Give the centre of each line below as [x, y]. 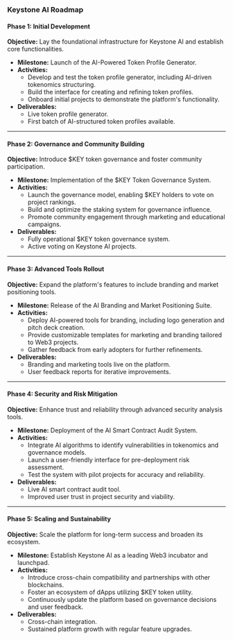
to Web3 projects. [53, 342]
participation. [26, 167]
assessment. [46, 467]
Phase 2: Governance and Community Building [76, 144]
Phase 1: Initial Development [49, 26]
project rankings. [52, 202]
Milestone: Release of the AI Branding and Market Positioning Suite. [114, 305]
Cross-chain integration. [62, 621]
